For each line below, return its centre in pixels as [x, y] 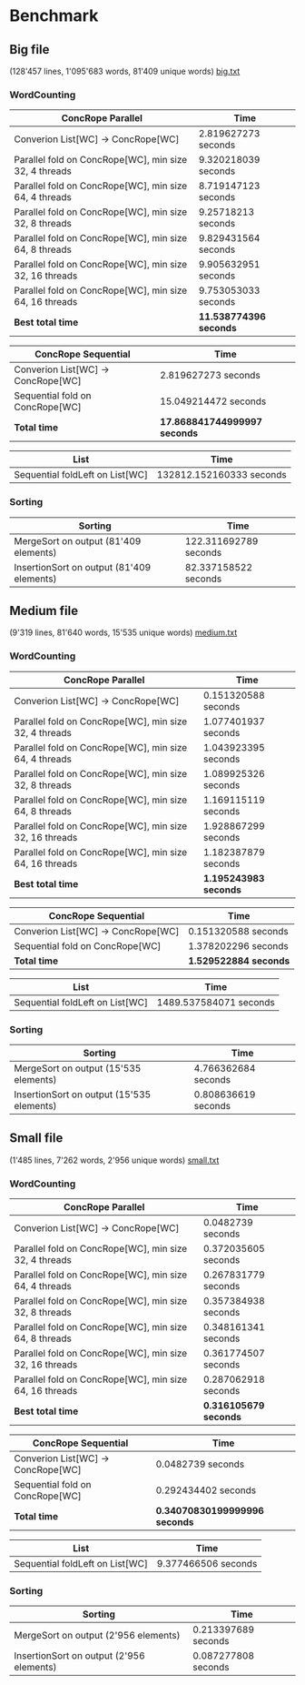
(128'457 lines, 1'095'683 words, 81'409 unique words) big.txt [125, 71]
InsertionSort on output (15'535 [83, 1095]
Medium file [44, 610]
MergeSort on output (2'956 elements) [97, 1636]
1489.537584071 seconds [216, 1002]
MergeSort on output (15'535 [78, 1068]
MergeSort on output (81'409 [78, 540]
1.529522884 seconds [239, 961]
